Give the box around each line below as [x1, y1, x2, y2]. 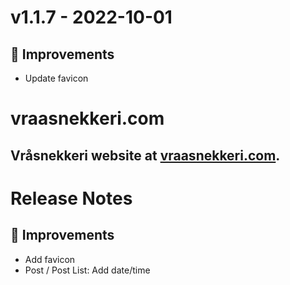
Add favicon [24, 253, 76, 265]
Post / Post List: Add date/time [24, 264, 151, 276]
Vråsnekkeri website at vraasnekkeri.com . [10, 147, 281, 164]
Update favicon [24, 72, 89, 84]
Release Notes [10, 187, 133, 210]
